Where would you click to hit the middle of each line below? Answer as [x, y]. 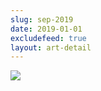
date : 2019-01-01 [46, 29]
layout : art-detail [51, 47]
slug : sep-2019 [42, 19]
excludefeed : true [48, 38]
